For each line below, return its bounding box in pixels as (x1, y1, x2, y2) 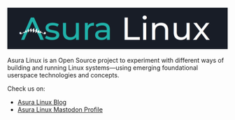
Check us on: (7, 84, 45, 93)
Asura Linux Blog (17, 98, 67, 106)
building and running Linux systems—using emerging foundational (7, 63, 198, 72)
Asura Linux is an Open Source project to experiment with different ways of (7, 56, 225, 64)
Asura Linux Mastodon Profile (17, 105, 104, 114)
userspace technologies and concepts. (7, 70, 120, 79)
